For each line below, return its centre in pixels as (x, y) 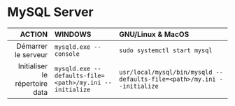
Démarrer (32, 46)
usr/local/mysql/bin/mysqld (165, 72)
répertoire (31, 83)
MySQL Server (50, 12)
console (67, 54)
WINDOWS (73, 34)
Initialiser (33, 66)
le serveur (31, 54)
